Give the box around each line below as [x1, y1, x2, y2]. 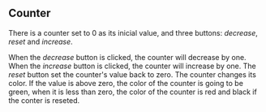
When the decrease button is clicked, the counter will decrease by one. [8, 52, 247, 62]
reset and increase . [8, 37, 73, 46]
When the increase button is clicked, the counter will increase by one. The [8, 61, 257, 71]
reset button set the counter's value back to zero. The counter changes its [8, 69, 257, 80]
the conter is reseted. [8, 95, 80, 105]
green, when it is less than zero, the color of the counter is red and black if [8, 87, 257, 97]
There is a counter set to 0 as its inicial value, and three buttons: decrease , [8, 28, 258, 37]
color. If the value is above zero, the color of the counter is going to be [8, 78, 243, 88]
